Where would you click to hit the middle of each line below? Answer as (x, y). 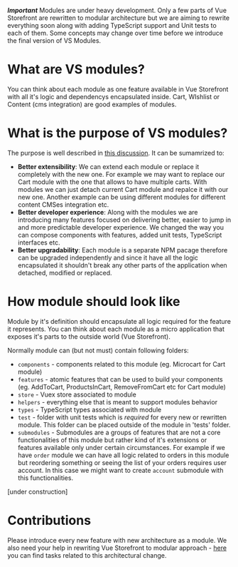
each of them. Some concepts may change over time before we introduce (115, 33)
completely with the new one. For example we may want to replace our (121, 174)
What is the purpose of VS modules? (118, 133)
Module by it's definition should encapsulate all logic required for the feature (119, 321)
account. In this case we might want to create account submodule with (120, 470)
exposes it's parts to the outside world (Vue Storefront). (89, 336)
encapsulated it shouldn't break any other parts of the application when (122, 265)
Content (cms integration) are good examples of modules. (92, 104)
